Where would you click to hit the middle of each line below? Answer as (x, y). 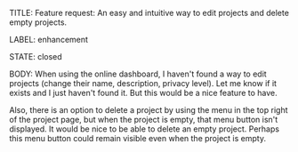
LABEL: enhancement (49, 40)
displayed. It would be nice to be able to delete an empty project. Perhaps (145, 129)
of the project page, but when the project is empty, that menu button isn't (144, 120)
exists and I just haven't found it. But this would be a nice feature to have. (143, 93)
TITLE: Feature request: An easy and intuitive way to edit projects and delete (149, 13)
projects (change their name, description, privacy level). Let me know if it (143, 83)
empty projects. (38, 22)
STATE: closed (36, 56)
